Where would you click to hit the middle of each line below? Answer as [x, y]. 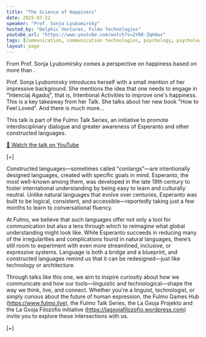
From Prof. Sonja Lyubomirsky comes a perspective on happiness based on [102, 63]
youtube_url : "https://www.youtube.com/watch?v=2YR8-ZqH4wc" [86, 35]
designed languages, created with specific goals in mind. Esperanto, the [97, 175]
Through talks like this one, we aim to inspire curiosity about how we [93, 277]
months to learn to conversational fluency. [59, 207]
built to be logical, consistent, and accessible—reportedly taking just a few [101, 201]
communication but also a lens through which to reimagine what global [96, 226]
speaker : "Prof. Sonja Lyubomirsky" [53, 23]
